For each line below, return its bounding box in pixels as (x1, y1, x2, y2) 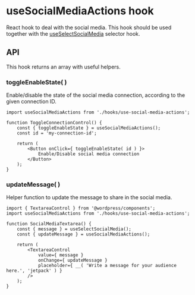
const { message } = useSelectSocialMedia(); (17, 226, 132, 233)
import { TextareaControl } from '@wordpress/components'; (6, 205, 156, 212)
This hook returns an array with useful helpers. (6, 63, 121, 70)
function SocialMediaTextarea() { (6, 221, 92, 227)
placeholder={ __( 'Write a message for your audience (37, 263, 177, 269)
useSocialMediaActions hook (6, 4, 154, 18)
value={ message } (37, 252, 84, 258)
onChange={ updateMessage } (37, 258, 108, 263)
